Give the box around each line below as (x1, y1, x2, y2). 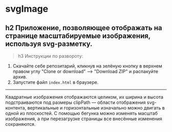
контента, (5, 105, 27, 111)
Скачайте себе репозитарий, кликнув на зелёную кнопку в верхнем (12, 63, 162, 69)
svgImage (5, 3, 49, 15)
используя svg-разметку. (5, 39, 93, 48)
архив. (12, 74, 27, 80)
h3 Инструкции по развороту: (17, 53, 83, 59)
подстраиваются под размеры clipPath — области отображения (5, 99, 146, 105)
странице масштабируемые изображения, (5, 31, 151, 40)
